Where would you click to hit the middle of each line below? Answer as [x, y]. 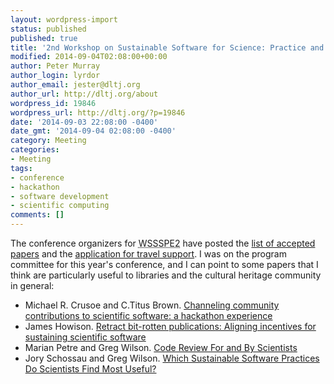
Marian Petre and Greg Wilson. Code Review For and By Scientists [161, 347]
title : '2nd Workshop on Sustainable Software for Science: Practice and [167, 47]
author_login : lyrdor [55, 76]
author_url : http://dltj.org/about [84, 94]
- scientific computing [60, 206]
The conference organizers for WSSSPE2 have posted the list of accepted [163, 243]
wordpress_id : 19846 [53, 103]
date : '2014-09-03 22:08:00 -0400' [84, 122]
